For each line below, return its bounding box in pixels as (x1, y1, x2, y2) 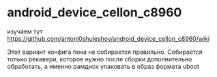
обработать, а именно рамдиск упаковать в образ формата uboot (7, 62, 200, 70)
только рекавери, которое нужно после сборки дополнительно (7, 55, 192, 63)
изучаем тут (7, 27, 43, 35)
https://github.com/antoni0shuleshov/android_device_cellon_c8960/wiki (7, 34, 210, 42)
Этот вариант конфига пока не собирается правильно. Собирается (7, 48, 203, 56)
